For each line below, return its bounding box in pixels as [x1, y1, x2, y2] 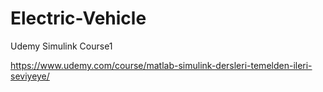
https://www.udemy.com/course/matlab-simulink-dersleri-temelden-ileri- [10, 59, 313, 71]
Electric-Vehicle [10, 7, 147, 30]
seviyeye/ [10, 70, 50, 82]
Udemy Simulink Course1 [10, 40, 113, 52]
